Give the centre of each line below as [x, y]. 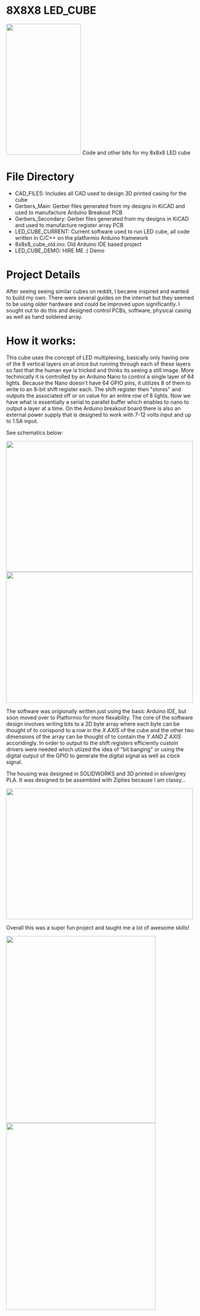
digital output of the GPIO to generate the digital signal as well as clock [93, 756]
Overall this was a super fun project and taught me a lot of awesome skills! [98, 927]
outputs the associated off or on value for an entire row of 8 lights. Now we [99, 395]
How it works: [41, 341]
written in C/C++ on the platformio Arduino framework [81, 237]
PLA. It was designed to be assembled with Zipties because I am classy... [96, 780]
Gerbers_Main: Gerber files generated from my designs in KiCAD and [100, 206]
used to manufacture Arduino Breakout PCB [69, 212]
